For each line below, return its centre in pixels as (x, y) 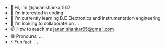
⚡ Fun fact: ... (24, 42)
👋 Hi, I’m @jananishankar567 (40, 8)
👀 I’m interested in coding (37, 13)
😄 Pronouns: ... (26, 36)
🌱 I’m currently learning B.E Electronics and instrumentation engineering (85, 18)
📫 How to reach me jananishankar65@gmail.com (62, 29)
